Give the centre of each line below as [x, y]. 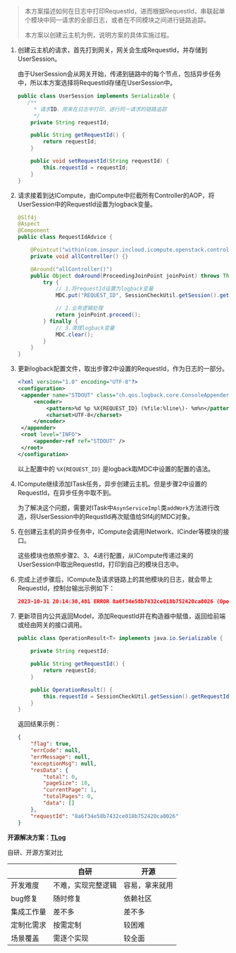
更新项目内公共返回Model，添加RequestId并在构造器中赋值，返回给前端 [122, 616]
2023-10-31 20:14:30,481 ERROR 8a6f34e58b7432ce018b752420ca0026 [115, 601]
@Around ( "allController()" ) [72, 269]
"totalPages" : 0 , [68, 797]
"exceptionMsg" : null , [64, 764]
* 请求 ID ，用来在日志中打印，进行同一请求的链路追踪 [100, 109]
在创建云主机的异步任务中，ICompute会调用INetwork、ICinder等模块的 [120, 531]
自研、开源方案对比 [35, 852]
